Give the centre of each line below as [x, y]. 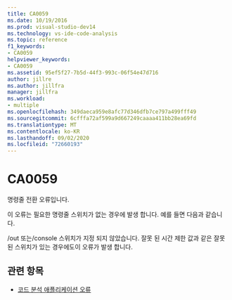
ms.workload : [26, 99]
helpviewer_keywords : [39, 60]
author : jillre [30, 79]
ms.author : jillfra [36, 86]
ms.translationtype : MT [42, 125]
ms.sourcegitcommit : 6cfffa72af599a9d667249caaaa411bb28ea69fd [102, 118]
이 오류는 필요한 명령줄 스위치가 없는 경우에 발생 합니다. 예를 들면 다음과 [105, 214]
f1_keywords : [26, 46]
